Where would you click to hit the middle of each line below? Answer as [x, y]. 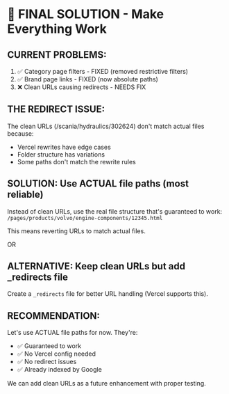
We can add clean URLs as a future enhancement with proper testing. [107, 384]
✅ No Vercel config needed [56, 354]
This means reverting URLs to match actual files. [76, 231]
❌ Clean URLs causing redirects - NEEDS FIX [82, 87]
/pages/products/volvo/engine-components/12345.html [85, 218]
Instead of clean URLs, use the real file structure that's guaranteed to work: [115, 211]
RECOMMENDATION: [54, 316]
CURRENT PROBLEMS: [57, 55]
